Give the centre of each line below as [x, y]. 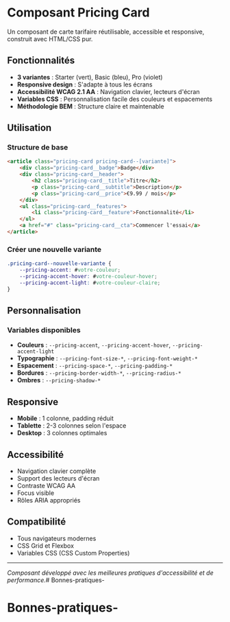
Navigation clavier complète [56, 471]
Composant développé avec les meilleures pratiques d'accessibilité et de [110, 573]
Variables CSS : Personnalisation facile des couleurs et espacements [115, 99]
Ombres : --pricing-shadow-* [59, 380]
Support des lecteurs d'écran [58, 478]
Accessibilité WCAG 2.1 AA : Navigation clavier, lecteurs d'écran [108, 91]
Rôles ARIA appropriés [49, 500]
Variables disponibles [44, 330]
